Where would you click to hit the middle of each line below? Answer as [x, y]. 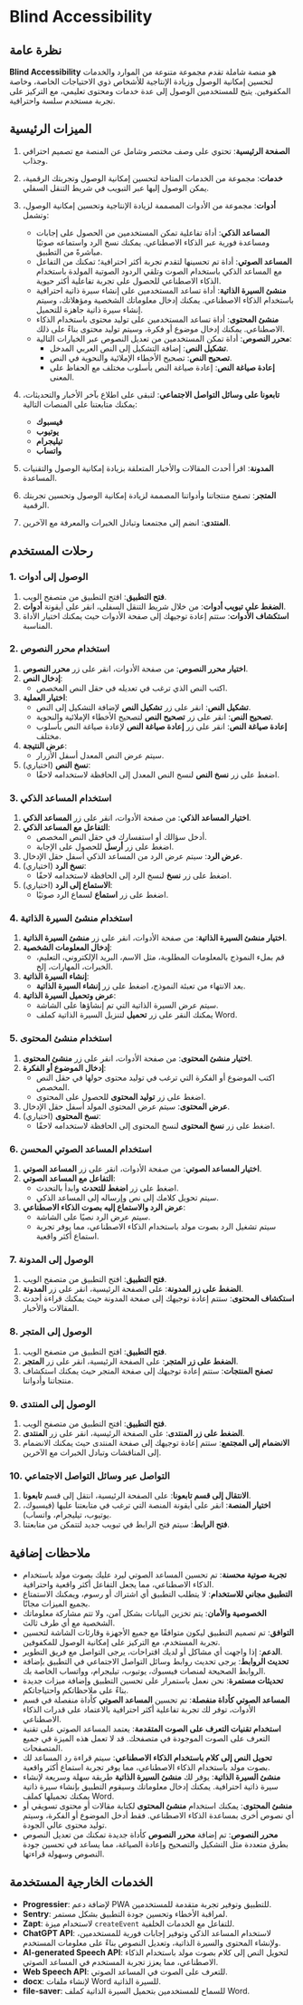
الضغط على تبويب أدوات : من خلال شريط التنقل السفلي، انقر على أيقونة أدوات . [154, 606]
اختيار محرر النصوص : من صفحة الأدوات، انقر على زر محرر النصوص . [135, 669]
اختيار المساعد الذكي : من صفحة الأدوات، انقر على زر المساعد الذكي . [137, 818]
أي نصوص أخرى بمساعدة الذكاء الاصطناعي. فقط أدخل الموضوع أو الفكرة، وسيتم [158, 1815]
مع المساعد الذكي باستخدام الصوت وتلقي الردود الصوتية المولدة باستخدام [159, 271]
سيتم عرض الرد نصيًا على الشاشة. [93, 1217]
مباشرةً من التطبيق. [69, 252]
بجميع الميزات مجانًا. [56, 1603]
